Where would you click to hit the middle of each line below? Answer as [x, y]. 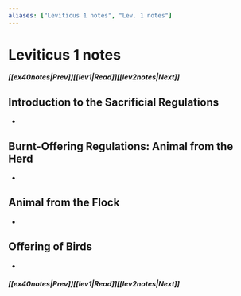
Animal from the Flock [64, 203]
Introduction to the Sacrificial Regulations [114, 102]
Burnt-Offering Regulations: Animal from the [121, 146]
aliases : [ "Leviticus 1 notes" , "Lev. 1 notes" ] [90, 15]
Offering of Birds [51, 247]
